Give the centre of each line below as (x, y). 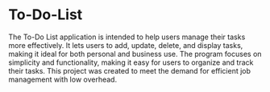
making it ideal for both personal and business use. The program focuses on (135, 54)
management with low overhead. (63, 79)
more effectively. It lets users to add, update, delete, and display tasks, (126, 45)
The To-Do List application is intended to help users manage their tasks (127, 37)
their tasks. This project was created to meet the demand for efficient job (130, 70)
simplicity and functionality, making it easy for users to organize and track (131, 62)
